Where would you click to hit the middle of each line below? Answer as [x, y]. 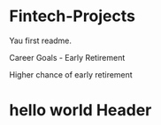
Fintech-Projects [72, 16]
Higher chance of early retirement [71, 74]
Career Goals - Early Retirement [67, 57]
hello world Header [80, 110]
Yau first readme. [41, 40]
